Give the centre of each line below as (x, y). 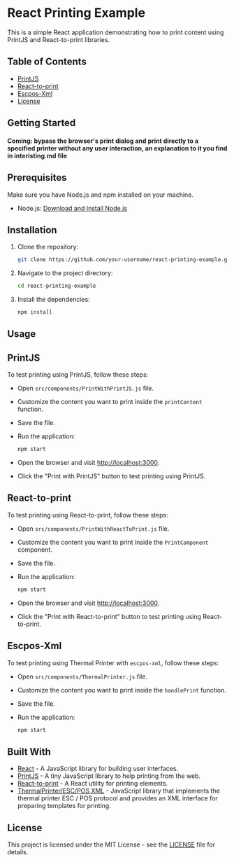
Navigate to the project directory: (65, 273)
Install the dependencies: (54, 300)
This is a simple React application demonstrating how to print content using (116, 32)
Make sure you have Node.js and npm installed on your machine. (101, 195)
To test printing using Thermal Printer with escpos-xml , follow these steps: (113, 662)
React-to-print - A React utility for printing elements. (93, 784)
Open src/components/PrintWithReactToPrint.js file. (93, 528)
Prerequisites (37, 178)
